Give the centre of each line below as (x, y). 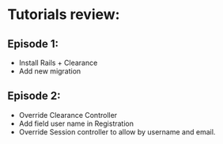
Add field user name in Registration (76, 123)
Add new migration (50, 71)
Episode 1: (33, 44)
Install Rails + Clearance (58, 63)
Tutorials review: (64, 15)
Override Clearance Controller (68, 115)
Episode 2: (34, 96)
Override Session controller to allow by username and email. (117, 131)
